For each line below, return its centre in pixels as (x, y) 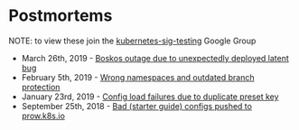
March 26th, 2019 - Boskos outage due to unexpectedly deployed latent (155, 58)
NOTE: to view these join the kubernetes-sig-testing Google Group (132, 41)
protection (41, 87)
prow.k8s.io (43, 116)
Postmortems (61, 16)
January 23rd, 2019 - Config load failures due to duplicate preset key (150, 97)
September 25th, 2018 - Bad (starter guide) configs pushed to (136, 106)
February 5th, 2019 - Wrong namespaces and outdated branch (138, 77)
